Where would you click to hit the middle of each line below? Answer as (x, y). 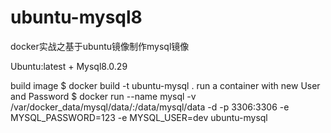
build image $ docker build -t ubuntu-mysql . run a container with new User (165, 85)
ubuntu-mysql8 (76, 17)
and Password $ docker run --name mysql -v (103, 96)
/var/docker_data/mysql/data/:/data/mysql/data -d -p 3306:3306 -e (150, 107)
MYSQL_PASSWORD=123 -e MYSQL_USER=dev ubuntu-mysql (139, 117)
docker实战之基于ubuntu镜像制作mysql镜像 (100, 46)
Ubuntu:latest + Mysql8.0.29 (69, 66)
